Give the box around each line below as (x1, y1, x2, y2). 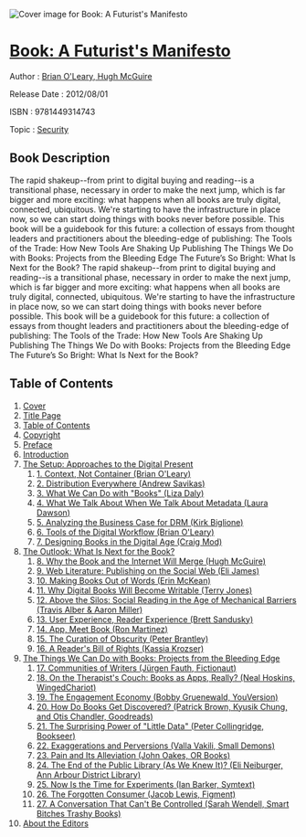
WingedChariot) (36, 682, 97, 693)
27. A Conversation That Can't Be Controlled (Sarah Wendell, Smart (36, 798, 290, 809)
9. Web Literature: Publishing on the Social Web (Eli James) (36, 565, 260, 576)
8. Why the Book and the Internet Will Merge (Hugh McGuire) (36, 556, 267, 567)
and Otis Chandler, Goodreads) (36, 711, 153, 722)
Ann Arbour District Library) (36, 768, 142, 780)
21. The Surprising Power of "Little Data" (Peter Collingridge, (36, 720, 265, 731)
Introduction (22, 449, 69, 460)
